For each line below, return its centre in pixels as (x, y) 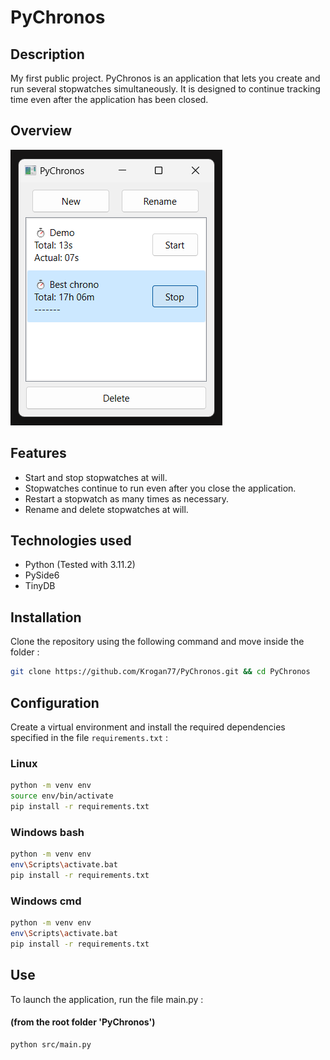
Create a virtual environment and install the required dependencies (148, 727)
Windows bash (47, 832)
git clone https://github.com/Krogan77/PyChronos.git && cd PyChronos (160, 672)
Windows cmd (46, 901)
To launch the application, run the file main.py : (107, 999)
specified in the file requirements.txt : (89, 737)
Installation (46, 617)
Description (47, 54)
